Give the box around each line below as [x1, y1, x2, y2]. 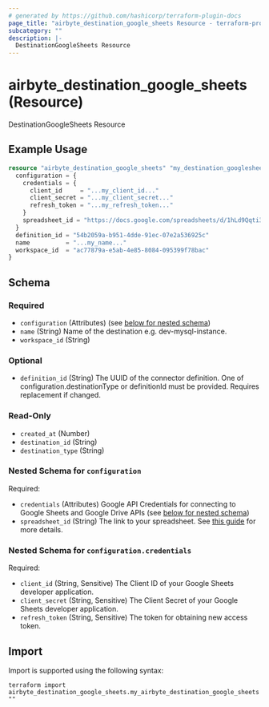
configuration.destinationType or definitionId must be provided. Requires [19, 382, 259, 391]
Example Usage [8, 143, 88, 156]
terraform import [8, 681, 66, 689]
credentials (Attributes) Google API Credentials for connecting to [19, 499, 236, 509]
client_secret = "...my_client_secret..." [29, 194, 174, 202]
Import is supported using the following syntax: [8, 665, 164, 675]
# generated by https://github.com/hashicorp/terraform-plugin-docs [8, 11, 242, 20]
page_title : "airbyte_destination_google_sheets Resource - [8, 19, 214, 27]
